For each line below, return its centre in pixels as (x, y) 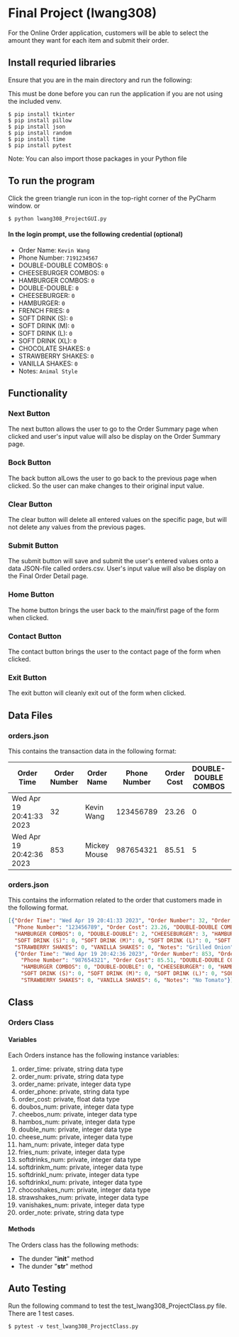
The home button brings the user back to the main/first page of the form (113, 610)
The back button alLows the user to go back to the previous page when (112, 478)
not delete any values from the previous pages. (77, 527)
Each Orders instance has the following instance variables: (94, 1055)
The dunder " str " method (55, 1266)
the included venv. (35, 101)
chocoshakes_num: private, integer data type (84, 1190)
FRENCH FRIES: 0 (44, 310)
